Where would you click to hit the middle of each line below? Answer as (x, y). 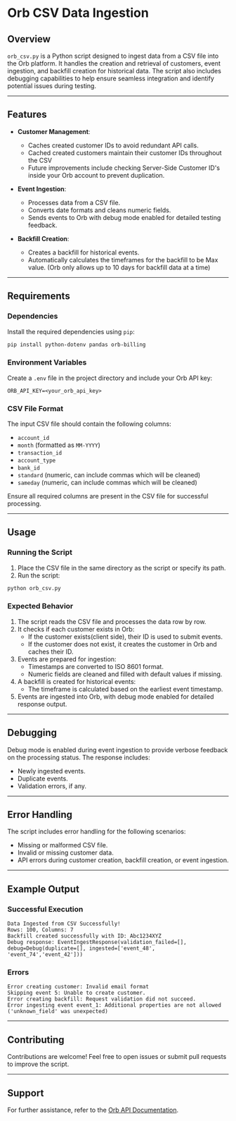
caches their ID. (51, 651)
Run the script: (39, 575)
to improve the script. (38, 1064)
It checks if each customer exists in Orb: (76, 629)
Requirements (39, 296)
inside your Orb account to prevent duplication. (96, 175)
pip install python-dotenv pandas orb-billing (77, 344)
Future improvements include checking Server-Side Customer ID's (124, 168)
